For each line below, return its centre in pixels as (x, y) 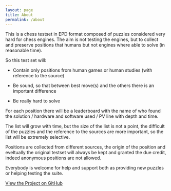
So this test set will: (26, 60)
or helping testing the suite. (34, 173)
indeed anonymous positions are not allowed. (53, 158)
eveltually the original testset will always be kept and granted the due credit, (86, 153)
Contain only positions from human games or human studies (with (82, 70)
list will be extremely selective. (38, 137)
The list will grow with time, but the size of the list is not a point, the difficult (85, 126)
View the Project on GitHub (34, 183)
